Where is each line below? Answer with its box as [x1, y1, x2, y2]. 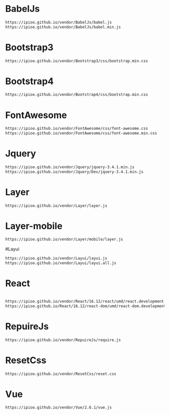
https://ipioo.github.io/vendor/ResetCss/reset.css [5, 371, 116, 376]
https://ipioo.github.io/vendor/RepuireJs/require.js [5, 337, 121, 343]
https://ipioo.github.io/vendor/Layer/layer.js [5, 203, 108, 208]
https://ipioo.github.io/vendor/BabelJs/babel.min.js [5, 24, 121, 29]
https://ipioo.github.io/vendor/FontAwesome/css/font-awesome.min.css [5, 131, 157, 136]
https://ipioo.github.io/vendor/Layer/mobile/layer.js [5, 237, 123, 242]
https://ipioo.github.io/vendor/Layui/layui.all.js [5, 260, 116, 266]
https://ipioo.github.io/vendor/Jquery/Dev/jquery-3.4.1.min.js [5, 169, 144, 174]
